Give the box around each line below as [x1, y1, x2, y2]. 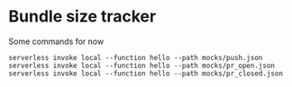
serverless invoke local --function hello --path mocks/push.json [8, 53, 263, 62]
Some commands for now [8, 36, 105, 47]
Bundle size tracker [8, 6, 157, 27]
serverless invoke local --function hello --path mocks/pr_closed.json [8, 69, 283, 78]
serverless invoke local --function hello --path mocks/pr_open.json [8, 61, 276, 70]
